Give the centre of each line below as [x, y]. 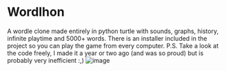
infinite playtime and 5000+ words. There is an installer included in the [107, 38]
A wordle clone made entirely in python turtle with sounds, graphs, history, [113, 31]
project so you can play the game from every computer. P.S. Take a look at [113, 45]
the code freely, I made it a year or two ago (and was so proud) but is [105, 53]
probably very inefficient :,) [46, 60]
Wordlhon [36, 12]
